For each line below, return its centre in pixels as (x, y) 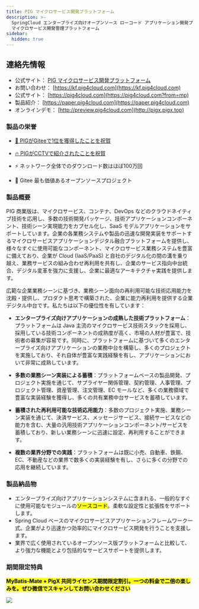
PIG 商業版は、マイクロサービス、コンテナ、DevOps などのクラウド (89, 211)
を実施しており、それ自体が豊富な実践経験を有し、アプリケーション (97, 355)
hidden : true (28, 39)
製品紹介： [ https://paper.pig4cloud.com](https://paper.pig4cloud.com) (102, 102)
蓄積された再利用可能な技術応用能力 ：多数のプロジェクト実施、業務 (98, 410)
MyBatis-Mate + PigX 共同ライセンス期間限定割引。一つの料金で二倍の (93, 581)
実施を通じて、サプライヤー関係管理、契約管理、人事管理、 (113, 383)
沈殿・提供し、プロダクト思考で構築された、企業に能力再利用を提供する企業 (99, 298)
